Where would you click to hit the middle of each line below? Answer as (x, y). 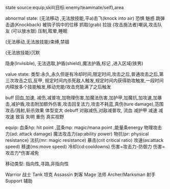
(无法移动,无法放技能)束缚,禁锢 (38, 42)
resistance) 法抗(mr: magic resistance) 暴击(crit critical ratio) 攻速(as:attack (84, 140)
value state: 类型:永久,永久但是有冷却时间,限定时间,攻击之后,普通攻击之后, (82, 74)
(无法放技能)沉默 (23, 53)
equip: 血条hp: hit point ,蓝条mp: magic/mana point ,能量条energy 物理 (79, 128)
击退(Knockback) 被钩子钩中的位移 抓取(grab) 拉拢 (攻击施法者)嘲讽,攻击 (81, 25)
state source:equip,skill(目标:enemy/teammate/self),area (65, 7)
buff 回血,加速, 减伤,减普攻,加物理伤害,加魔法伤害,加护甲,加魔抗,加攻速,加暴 (84, 98)
